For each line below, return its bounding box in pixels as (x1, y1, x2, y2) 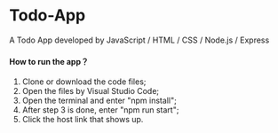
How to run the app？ (9, 56, 89, 66)
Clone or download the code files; (21, 76, 147, 87)
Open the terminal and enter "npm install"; (21, 95, 178, 106)
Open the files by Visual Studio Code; (21, 86, 160, 97)
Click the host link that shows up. (21, 114, 144, 125)
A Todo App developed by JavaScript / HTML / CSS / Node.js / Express (9, 35, 270, 45)
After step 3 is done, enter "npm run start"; (21, 105, 179, 115)
